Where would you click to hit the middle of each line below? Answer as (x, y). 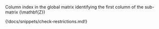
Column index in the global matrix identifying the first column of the (74, 7)
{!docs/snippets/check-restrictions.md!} (46, 22)
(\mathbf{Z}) (32, 12)
